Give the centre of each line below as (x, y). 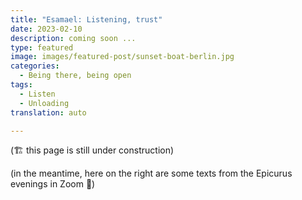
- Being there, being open (75, 76)
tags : (21, 85)
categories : (35, 66)
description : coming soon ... (73, 38)
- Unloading (44, 103)
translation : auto (48, 112)
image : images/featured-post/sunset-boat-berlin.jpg (122, 57)
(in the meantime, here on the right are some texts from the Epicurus (151, 173)
